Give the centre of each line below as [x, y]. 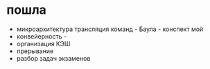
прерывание [35, 51]
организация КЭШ [43, 43]
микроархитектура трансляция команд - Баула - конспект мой [110, 29]
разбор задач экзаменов [53, 58]
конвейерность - [42, 36]
